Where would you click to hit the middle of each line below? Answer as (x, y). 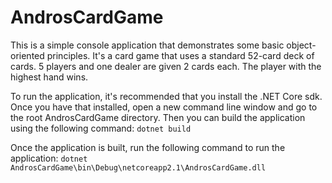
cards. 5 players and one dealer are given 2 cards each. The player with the (166, 66)
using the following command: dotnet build (101, 128)
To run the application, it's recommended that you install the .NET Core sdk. (166, 96)
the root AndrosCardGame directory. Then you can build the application (158, 117)
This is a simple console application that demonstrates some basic (147, 45)
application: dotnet (49, 158)
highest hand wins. (49, 77)
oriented (27, 55)
